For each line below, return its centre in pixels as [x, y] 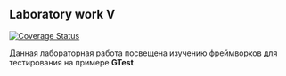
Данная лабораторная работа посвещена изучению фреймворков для [143, 53]
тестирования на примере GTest [71, 62]
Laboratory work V [62, 15]
